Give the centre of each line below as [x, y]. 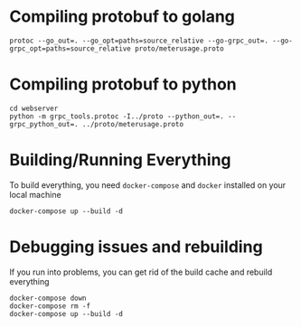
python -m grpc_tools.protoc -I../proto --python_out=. [117, 116]
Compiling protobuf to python [123, 84]
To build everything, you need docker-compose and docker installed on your [148, 185]
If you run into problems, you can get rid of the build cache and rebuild [141, 272]
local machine [35, 194]
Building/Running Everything [120, 160]
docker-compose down [48, 298]
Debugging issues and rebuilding [136, 247]
